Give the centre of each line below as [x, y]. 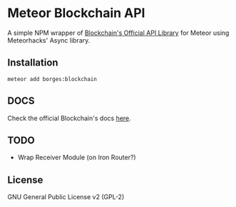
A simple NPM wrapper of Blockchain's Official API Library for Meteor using [118, 33]
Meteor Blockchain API [76, 13]
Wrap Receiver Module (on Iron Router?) [77, 157]
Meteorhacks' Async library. [49, 40]
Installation [33, 63]
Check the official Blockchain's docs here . [70, 118]
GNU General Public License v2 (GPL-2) [66, 197]
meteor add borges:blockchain [52, 79]
